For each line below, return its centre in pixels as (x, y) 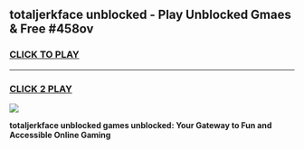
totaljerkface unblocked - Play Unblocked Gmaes (150, 15)
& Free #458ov (52, 29)
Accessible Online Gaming (60, 135)
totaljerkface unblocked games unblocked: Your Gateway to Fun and (141, 125)
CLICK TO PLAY (44, 55)
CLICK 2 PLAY (41, 88)
